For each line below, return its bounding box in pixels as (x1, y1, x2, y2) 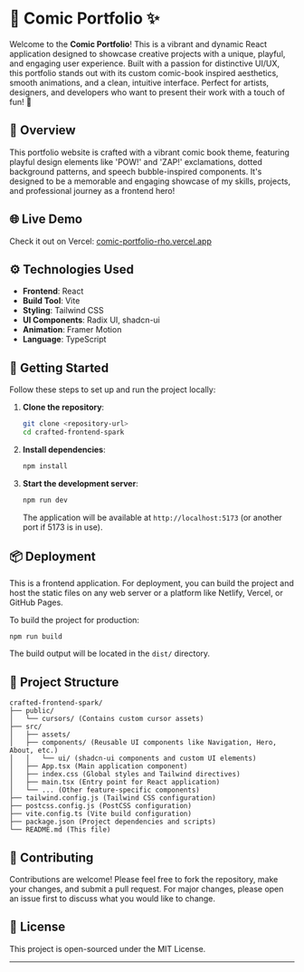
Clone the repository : (22, 402, 105, 413)
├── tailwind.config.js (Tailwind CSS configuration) (9, 794, 217, 803)
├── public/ (9, 707, 54, 716)
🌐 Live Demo (9, 212, 83, 227)
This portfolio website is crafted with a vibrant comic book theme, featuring (9, 147, 290, 158)
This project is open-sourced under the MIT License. (9, 943, 206, 954)
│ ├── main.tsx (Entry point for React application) (9, 778, 221, 787)
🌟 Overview (9, 122, 76, 139)
